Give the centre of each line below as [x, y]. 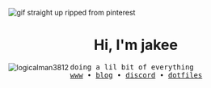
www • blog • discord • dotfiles [136, 75]
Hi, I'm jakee [136, 45]
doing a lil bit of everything [132, 67]
